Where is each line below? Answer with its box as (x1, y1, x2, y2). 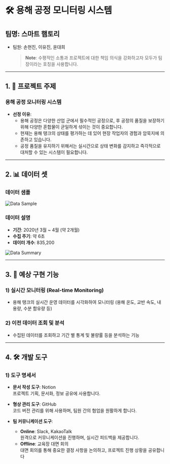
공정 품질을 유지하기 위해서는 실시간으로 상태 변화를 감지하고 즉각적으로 (20, 142, 161, 149)
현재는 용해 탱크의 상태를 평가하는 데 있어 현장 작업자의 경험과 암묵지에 (20, 130, 159, 136)
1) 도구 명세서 (5, 371, 36, 378)
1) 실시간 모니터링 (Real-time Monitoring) (5, 287, 104, 294)
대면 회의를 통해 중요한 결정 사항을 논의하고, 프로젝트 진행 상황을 (20, 447, 147, 453)
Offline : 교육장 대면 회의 (20, 441, 69, 447)
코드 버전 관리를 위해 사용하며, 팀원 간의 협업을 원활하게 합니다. (12, 408, 137, 414)
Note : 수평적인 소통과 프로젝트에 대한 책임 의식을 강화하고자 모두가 (25, 55, 157, 61)
